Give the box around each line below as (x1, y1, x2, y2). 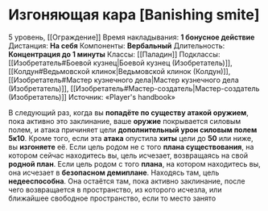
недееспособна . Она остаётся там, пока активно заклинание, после (8, 176, 245, 186)
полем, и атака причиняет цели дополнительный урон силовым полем (8, 125, 258, 134)
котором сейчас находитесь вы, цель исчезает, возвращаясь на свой (8, 151, 248, 160)
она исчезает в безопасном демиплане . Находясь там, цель (8, 168, 220, 177)
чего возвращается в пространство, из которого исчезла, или (8, 184, 222, 194)
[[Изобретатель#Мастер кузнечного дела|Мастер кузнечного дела (8, 75, 239, 85)
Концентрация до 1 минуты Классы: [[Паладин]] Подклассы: (8, 49, 221, 59)
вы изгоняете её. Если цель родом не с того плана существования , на (8, 142, 254, 151)
